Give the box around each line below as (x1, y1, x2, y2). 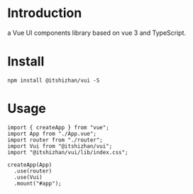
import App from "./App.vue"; (7, 130, 97, 137)
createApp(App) (7, 161, 53, 168)
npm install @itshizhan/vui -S (7, 77, 100, 84)
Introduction (7, 5, 82, 21)
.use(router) (13, 167, 53, 175)
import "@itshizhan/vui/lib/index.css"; (7, 149, 129, 156)
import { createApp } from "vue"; (7, 124, 110, 131)
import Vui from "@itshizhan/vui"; (7, 142, 113, 150)
